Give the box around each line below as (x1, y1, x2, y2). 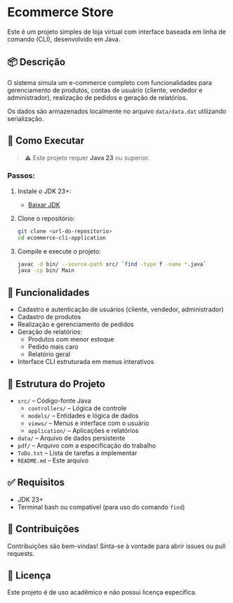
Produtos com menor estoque (27, 335, 114, 344)
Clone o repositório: (17, 214, 75, 222)
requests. (7, 549, 35, 557)
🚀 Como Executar (7, 135, 85, 147)
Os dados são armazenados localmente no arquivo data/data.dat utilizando (7, 107, 227, 115)
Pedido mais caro (27, 342, 79, 351)
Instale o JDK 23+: (17, 187, 72, 195)
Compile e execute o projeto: (17, 247, 102, 255)
